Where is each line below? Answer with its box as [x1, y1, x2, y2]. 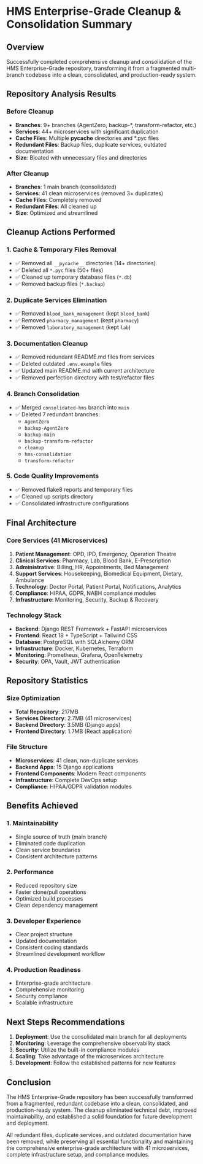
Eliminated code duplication [15, 839, 86, 847]
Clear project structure [15, 931, 73, 938]
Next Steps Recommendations [6, 1017, 125, 1027]
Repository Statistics [6, 675, 88, 686]
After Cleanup [6, 169, 49, 177]
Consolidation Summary [6, 17, 133, 31]
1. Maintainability [6, 819, 58, 828]
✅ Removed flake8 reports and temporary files [15, 486, 133, 493]
